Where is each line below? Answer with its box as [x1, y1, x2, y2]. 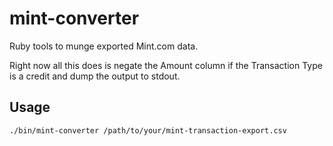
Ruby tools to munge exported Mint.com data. [9, 40, 199, 52]
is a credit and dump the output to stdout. [9, 70, 181, 82]
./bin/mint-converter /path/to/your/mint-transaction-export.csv [9, 125, 287, 136]
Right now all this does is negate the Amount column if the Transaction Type [9, 59, 323, 71]
